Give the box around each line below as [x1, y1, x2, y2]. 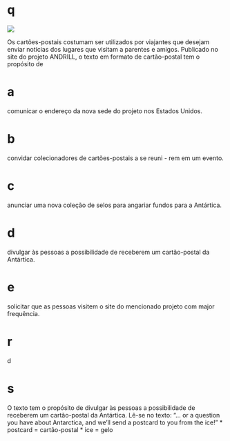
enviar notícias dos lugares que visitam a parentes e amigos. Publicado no [7, 45, 219, 53]
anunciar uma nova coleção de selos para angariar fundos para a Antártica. [7, 201, 222, 209]
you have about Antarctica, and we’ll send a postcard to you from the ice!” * [7, 418, 223, 427]
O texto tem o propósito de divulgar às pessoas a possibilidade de [7, 403, 195, 412]
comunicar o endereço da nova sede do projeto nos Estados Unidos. [7, 106, 202, 115]
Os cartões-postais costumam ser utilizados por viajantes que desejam [7, 37, 210, 46]
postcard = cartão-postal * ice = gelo [7, 425, 113, 433]
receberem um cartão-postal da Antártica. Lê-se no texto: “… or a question [7, 411, 220, 419]
